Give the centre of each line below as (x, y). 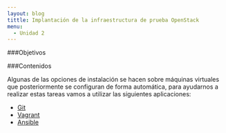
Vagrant (28, 115)
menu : (15, 26)
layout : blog (26, 14)
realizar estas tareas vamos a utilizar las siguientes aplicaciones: (99, 94)
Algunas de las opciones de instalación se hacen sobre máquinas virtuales (113, 80)
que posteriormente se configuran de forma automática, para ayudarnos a (113, 87)
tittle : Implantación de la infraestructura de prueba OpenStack (103, 20)
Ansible (28, 123)
